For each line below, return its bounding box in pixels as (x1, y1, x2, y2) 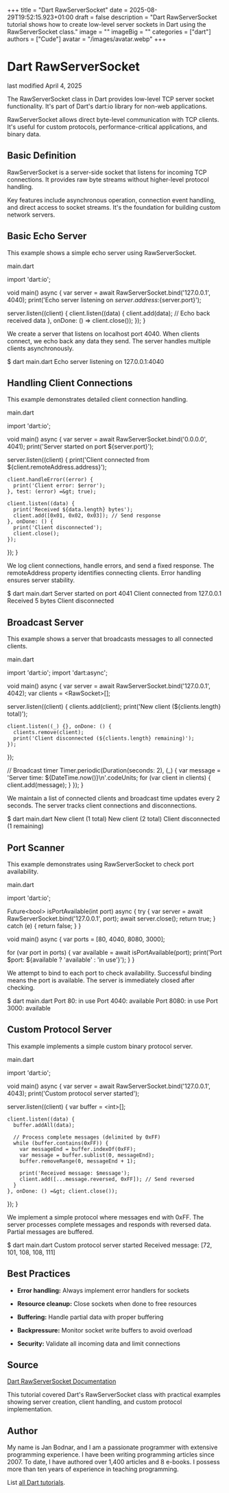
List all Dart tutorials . (7, 1479, 65, 1487)
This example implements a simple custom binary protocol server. (7, 1042, 193, 1050)
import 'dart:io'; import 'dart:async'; (7, 668, 108, 677)
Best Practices (7, 1268, 71, 1280)
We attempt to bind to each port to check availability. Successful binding (7, 969, 212, 977)
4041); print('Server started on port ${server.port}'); (7, 442, 154, 451)
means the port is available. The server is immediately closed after (7, 976, 195, 984)
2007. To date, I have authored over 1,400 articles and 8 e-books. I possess (7, 1458, 221, 1466)
